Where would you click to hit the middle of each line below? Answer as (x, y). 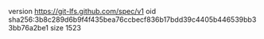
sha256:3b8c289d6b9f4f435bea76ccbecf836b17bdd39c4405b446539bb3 (132, 19)
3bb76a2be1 (29, 28)
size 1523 (66, 28)
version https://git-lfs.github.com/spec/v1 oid (82, 11)
